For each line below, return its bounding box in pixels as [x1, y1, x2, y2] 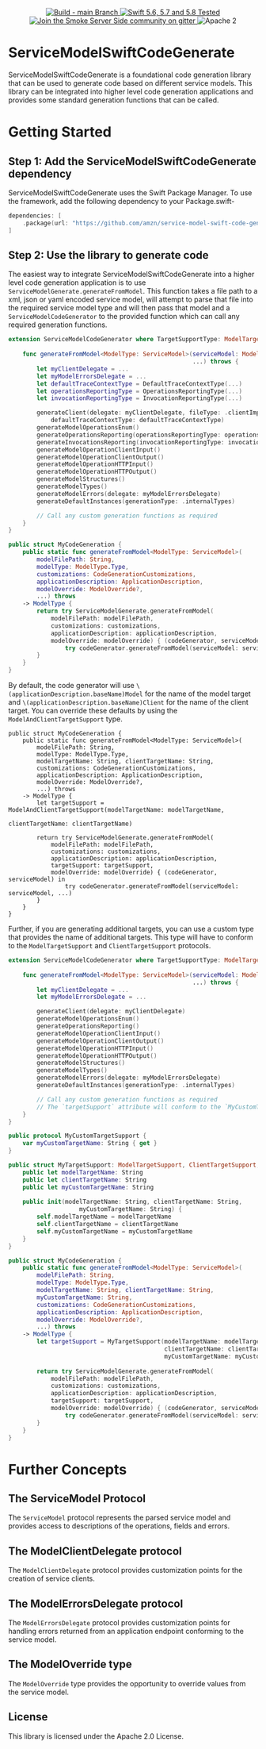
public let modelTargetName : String [22, 1168, 144, 1176]
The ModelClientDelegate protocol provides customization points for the [8, 1566, 243, 1575]
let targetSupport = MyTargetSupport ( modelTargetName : [36, 1338, 222, 1346]
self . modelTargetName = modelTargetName [36, 1213, 172, 1221]
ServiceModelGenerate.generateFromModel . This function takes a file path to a [8, 286, 258, 296]
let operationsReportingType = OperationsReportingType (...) [36, 387, 243, 395]
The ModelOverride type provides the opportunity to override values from [8, 1678, 246, 1688]
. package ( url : [22, 219, 69, 227]
